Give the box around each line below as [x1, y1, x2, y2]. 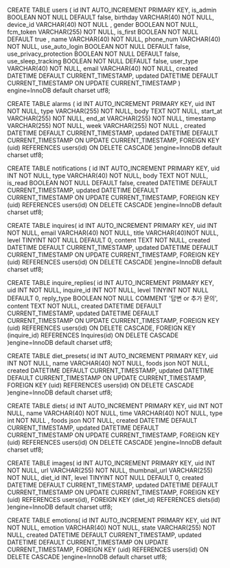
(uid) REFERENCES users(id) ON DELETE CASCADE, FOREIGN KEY [7, 324, 196, 332]
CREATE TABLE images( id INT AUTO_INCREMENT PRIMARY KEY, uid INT [7, 459, 216, 467]
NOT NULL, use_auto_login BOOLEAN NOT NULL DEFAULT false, [7, 43, 191, 50]
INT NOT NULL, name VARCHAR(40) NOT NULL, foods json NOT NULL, [7, 359, 210, 367]
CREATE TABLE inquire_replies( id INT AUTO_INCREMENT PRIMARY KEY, [7, 279, 214, 286]
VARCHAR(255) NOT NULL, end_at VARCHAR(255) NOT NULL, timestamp [7, 114, 216, 123]
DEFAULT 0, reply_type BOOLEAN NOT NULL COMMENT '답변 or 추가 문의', [7, 294, 218, 302]
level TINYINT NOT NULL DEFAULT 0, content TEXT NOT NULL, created [7, 236, 211, 244]
